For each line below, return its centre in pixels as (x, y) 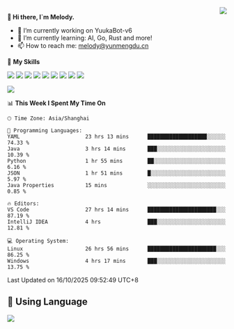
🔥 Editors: (23, 204)
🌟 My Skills (24, 62)
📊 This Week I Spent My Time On (56, 103)
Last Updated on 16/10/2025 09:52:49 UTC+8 (73, 280)
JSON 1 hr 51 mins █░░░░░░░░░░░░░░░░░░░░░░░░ (117, 173)
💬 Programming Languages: (45, 131)
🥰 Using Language (48, 302)
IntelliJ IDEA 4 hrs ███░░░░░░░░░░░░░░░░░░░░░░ (117, 222)
